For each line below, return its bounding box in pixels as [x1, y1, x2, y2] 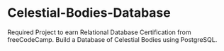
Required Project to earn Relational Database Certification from [7, 28, 191, 36]
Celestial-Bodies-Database [7, 5, 172, 21]
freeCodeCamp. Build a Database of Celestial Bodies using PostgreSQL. [7, 35, 218, 43]
